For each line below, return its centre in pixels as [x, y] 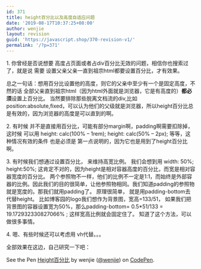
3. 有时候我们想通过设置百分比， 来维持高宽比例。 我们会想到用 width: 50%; [100, 161]
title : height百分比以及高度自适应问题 [50, 17]
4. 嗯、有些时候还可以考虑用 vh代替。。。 [55, 234]
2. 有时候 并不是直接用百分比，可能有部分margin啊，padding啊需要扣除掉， [100, 126]
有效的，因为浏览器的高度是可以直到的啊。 [64, 113]
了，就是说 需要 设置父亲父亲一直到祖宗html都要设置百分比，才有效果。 [94, 70]
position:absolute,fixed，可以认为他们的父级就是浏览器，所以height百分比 [97, 106]
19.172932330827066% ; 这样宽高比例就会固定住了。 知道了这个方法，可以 [99, 214]
